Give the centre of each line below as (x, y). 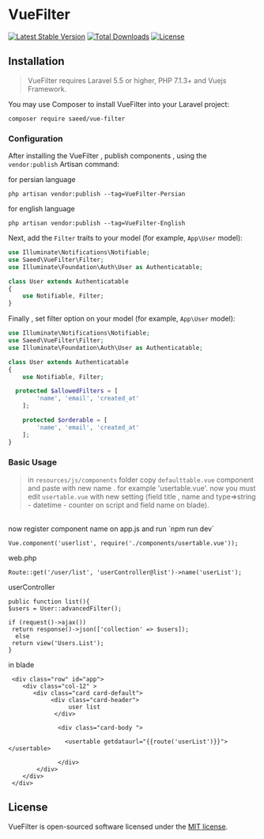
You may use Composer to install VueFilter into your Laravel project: (119, 104)
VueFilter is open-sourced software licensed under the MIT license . (118, 826)
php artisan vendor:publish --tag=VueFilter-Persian (97, 194)
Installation (36, 61)
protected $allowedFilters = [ (67, 391)
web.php (23, 558)
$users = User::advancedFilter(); (65, 608)
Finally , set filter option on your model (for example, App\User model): (122, 319)
